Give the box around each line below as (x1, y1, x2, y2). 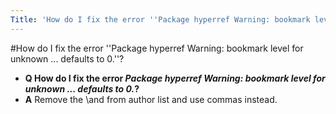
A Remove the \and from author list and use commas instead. (24, 93, 278, 105)
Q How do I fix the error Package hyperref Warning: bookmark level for (24, 72, 326, 84)
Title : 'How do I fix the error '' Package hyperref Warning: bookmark (10, 14, 311, 25)
